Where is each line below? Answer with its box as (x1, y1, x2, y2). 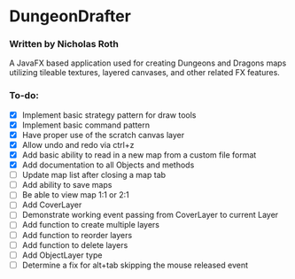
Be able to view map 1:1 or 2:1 (21, 190, 130, 200)
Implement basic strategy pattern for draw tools (21, 109, 197, 120)
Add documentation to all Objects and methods (21, 159, 195, 170)
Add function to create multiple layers (21, 220, 159, 230)
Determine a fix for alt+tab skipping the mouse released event (21, 260, 249, 270)
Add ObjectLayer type (21, 250, 103, 260)
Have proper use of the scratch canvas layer (21, 129, 185, 140)
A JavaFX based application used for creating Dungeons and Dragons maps (9, 58, 287, 68)
